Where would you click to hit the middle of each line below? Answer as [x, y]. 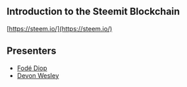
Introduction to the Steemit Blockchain [93, 12]
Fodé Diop [32, 68]
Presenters [32, 51]
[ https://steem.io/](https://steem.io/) [59, 28]
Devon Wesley [38, 75]
